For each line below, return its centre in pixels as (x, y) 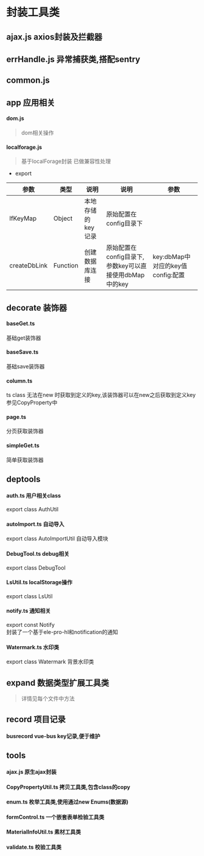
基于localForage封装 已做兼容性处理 (66, 161)
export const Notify (30, 624)
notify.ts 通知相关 (29, 611)
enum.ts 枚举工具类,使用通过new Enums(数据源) (67, 802)
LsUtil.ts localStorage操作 (39, 582)
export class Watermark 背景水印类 (50, 662)
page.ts (16, 416)
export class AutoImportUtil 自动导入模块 (57, 539)
